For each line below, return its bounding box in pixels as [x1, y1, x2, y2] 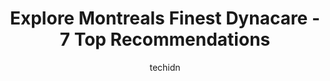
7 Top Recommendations [59, 28, 271, 51]
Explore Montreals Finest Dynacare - [9, 7, 321, 30]
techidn [149, 61, 181, 73]
